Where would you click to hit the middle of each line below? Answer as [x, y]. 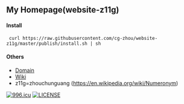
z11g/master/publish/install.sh [47, 44]
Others [15, 57]
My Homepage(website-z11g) [63, 10]
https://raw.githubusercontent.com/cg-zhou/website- [90, 38]
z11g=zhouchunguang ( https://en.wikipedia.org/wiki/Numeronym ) [97, 83]
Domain [25, 70]
